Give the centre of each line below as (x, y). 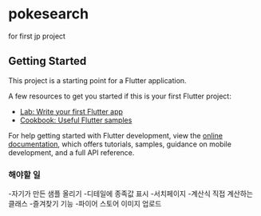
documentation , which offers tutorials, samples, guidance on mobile (120, 144)
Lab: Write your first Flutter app (71, 111)
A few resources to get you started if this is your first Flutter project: (120, 96)
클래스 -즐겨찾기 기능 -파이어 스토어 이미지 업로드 (85, 204)
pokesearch (49, 14)
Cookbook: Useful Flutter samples (76, 120)
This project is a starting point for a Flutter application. (97, 80)
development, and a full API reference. (71, 152)
